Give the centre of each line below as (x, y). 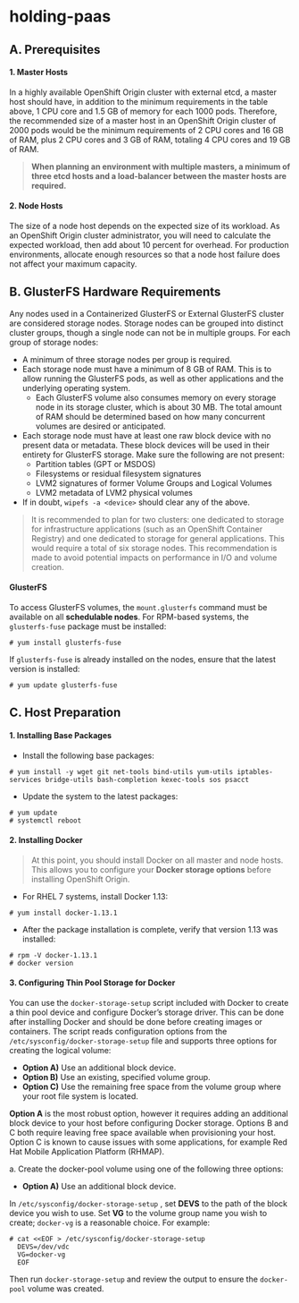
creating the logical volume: (60, 1050)
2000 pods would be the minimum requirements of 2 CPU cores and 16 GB (146, 130)
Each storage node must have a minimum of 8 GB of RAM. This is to (147, 369)
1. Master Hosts (39, 72)
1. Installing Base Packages (61, 735)
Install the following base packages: (88, 755)
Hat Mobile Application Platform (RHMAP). (87, 1151)
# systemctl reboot (46, 821)
